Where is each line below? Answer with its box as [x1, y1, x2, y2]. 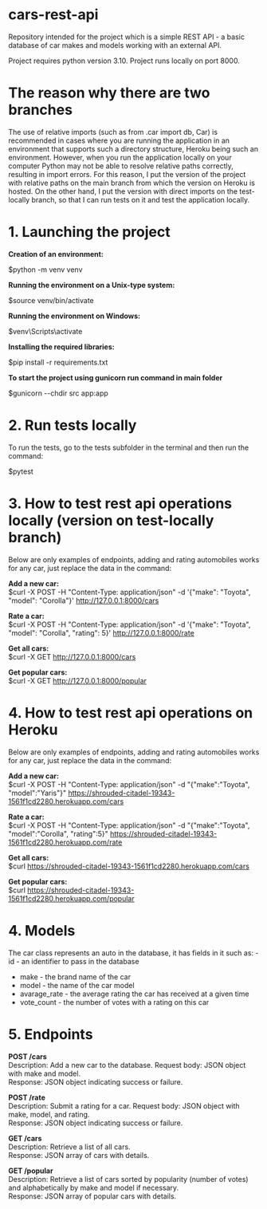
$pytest [8, 467, 33, 476]
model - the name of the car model [19, 980, 135, 990]
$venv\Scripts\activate [8, 326, 83, 336]
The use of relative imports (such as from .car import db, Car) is [8, 127, 218, 136]
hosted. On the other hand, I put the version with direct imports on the [8, 186, 238, 196]
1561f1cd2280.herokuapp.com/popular [8, 893, 135, 903]
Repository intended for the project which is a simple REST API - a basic [8, 32, 245, 41]
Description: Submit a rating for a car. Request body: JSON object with [8, 1101, 241, 1110]
